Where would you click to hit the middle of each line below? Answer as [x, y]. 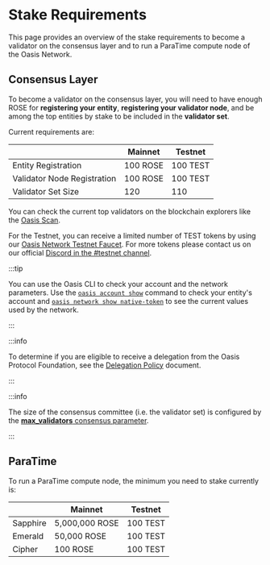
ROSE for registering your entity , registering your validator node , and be [131, 107]
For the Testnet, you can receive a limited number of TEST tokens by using [132, 235]
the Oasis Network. [40, 54]
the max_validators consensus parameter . [79, 420]
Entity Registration [47, 165]
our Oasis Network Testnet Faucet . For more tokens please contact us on [130, 244]
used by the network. [44, 310]
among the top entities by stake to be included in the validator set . [119, 116]
